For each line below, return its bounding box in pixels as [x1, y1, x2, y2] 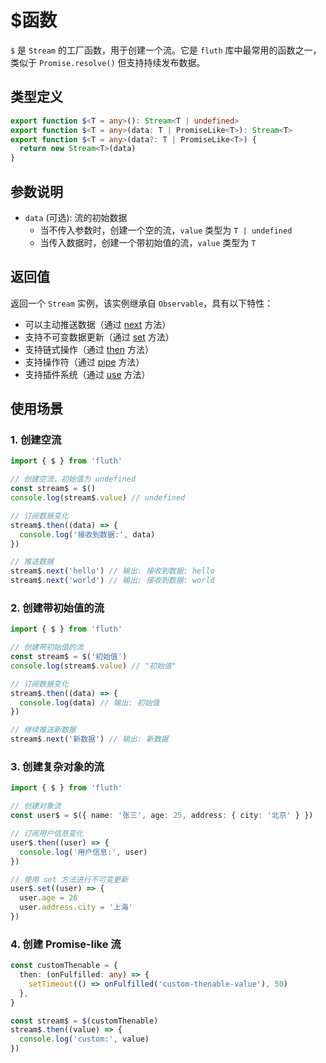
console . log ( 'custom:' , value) [19, 1034, 150, 1045]
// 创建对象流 [10, 801, 62, 811]
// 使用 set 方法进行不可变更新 [10, 874, 129, 885]
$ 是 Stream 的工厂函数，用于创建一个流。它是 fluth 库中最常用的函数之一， [10, 44, 322, 56]
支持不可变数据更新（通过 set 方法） [24, 331, 175, 343]
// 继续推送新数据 [10, 725, 77, 735]
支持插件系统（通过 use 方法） [24, 368, 151, 380]
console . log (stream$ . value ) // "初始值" [10, 661, 177, 671]
